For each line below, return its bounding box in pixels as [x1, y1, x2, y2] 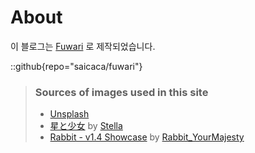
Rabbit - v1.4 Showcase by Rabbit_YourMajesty [49, 131, 245, 143]
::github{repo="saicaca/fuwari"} [10, 60, 143, 72]
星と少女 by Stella [49, 120, 123, 132]
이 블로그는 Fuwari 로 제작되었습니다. [10, 40, 156, 52]
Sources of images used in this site [34, 85, 209, 99]
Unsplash [49, 108, 90, 120]
